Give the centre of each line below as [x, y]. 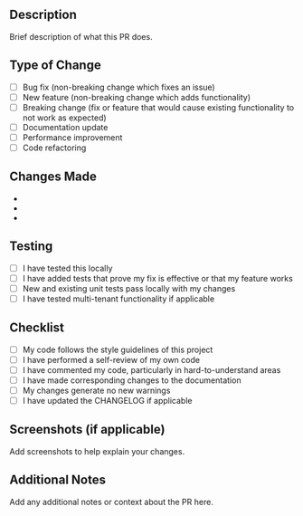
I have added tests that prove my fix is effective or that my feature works [158, 278]
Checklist [37, 328]
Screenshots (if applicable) [87, 430]
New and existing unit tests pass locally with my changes [129, 288]
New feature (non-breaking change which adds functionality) [137, 97]
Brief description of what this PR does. [81, 36]
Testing [31, 247]
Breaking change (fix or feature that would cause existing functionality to [158, 107]
